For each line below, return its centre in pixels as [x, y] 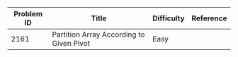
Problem [28, 14]
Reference [209, 18]
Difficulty [169, 18]
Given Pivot [71, 43]
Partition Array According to [98, 34]
